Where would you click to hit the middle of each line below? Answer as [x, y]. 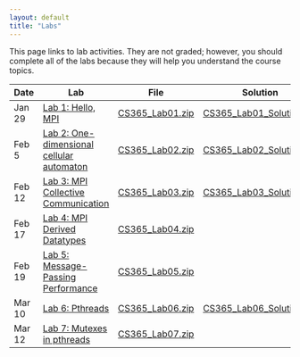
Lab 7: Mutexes [75, 328]
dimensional [68, 144]
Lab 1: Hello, [70, 107]
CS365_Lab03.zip [156, 192]
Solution [260, 92]
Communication [76, 203]
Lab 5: [56, 254]
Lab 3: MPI [66, 181]
